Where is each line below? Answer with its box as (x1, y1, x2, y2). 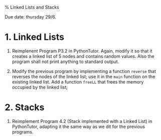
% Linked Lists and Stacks (5, 4, 59, 10)
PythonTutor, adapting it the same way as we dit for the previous (12, 123, 145, 129)
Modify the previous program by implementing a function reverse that (12, 68, 156, 74)
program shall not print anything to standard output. (12, 58, 119, 64)
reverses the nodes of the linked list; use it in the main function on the (12, 73, 155, 79)
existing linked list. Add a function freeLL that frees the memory (12, 78, 144, 84)
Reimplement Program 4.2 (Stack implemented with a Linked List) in (12, 118, 152, 124)
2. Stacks (5, 102, 45, 113)
